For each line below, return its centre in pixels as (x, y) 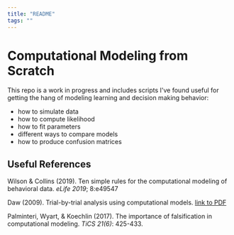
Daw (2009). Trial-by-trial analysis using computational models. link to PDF (117, 202)
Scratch (31, 71)
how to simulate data (48, 111)
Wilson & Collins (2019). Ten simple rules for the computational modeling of (117, 181)
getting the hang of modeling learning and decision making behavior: (108, 98)
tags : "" (20, 21)
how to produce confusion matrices (69, 142)
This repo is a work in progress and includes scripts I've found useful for (113, 90)
